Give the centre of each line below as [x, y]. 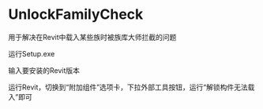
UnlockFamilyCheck [76, 15]
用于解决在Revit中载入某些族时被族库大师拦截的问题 [92, 37]
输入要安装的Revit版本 [44, 70]
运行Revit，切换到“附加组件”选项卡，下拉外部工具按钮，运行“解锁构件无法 [128, 87]
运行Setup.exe [32, 53]
